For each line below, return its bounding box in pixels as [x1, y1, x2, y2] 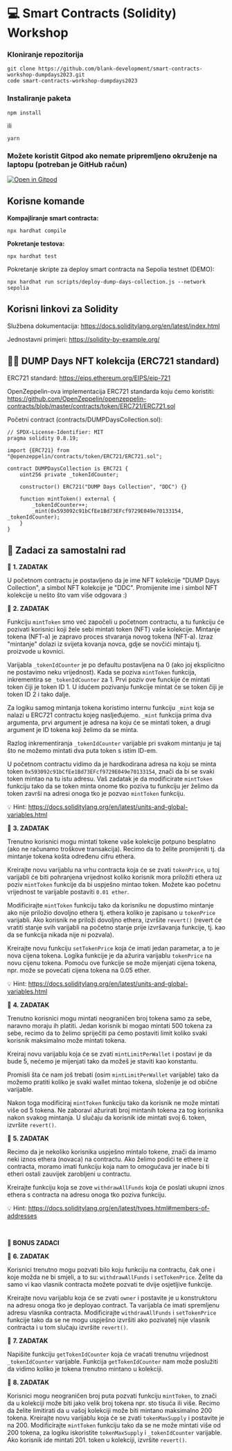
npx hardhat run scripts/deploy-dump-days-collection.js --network [7, 278, 206, 285]
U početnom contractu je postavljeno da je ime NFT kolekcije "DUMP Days [7, 576, 220, 584]
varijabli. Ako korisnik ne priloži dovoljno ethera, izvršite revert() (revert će [7, 916, 222, 924]
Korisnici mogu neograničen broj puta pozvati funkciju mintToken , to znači [7, 1391, 217, 1400]
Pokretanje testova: [7, 239, 65, 247]
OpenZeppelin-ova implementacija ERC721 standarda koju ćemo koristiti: [7, 387, 215, 395]
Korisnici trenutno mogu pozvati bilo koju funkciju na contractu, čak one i [7, 1266, 215, 1274]
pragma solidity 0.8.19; [7, 435, 79, 442]
